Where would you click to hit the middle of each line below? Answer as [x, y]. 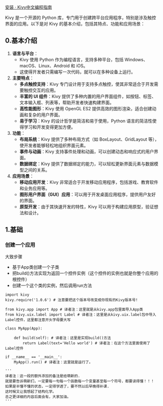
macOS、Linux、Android [45, 66]
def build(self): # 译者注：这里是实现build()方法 [62, 338]
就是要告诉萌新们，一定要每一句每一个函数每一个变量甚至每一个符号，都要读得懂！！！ [80, 381]
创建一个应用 [20, 245]
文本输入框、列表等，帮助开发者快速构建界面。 [67, 102]
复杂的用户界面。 [45, 115]
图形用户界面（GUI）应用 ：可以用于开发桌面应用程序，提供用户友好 [88, 194]
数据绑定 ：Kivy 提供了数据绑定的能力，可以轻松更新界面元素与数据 [87, 164]
